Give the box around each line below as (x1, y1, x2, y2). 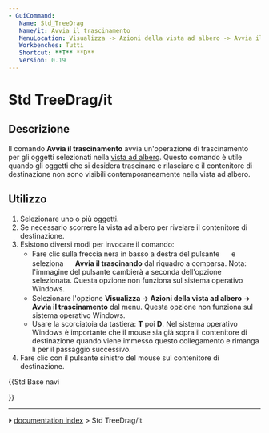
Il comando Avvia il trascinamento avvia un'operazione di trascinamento (8, 143, 249, 153)
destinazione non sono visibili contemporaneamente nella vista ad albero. (8, 169, 251, 178)
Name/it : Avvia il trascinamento (18, 26, 130, 34)
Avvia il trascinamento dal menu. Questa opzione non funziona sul (31, 302, 254, 311)
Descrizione (8, 122, 70, 136)
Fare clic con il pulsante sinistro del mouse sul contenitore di (19, 353, 220, 363)
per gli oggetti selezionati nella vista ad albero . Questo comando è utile (8, 152, 243, 162)
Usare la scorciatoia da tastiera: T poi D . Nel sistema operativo (31, 319, 238, 328)
